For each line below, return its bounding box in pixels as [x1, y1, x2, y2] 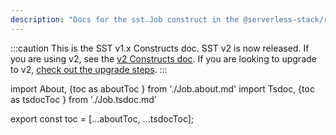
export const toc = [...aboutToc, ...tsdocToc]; [10, 112, 195, 125]
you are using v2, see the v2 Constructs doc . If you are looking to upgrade [10, 52, 317, 65]
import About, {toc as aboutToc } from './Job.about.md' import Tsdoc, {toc [10, 82, 315, 95]
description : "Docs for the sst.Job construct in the [10, 14, 240, 25]
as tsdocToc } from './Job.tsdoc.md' [10, 93, 157, 105]
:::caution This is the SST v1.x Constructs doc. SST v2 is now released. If [10, 42, 310, 54]
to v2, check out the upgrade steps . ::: [10, 63, 168, 75]
